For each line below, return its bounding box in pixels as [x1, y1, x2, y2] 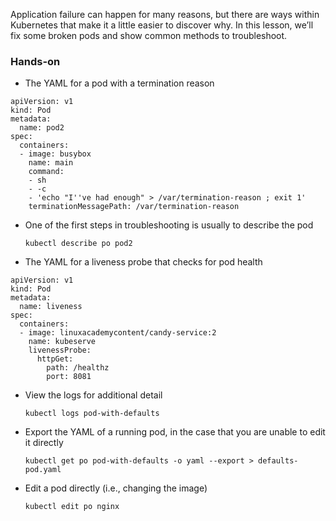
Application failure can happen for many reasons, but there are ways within [10, 9, 320, 20]
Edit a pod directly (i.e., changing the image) [24, 482, 208, 494]
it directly [24, 437, 64, 449]
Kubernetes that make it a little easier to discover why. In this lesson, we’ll [10, 19, 314, 31]
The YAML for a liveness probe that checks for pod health [24, 256, 263, 268]
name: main [28, 158, 74, 168]
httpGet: [36, 354, 74, 364]
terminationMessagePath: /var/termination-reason [28, 202, 240, 212]
